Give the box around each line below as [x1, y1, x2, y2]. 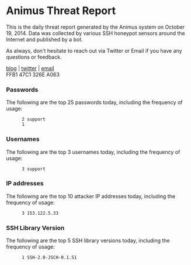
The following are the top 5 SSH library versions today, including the [6, 237, 170, 244]
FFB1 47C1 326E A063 [6, 71, 60, 78]
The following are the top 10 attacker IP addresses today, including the [6, 192, 176, 199]
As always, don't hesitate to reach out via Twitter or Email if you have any [6, 47, 182, 54]
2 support [21, 116, 46, 122]
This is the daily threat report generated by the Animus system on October [6, 23, 185, 30]
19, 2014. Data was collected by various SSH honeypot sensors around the [6, 29, 185, 36]
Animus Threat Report [6, 4, 116, 18]
